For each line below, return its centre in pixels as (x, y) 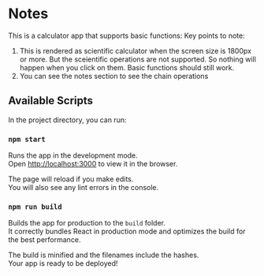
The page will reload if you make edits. (71, 179)
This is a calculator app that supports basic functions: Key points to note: (127, 35)
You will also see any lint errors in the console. (84, 188)
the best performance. (45, 240)
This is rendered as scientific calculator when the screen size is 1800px (136, 50)
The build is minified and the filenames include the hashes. (104, 255)
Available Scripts (50, 101)
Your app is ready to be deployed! (63, 263)
